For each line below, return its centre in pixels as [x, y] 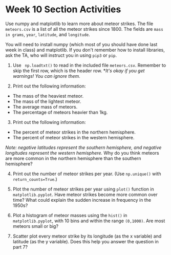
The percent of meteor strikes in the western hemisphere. [73, 137]
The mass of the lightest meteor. [47, 101]
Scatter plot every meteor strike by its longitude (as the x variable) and [87, 236]
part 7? [20, 247]
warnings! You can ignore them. [46, 76]
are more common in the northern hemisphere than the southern [73, 158]
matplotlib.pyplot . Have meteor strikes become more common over [85, 194]
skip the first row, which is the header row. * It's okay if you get [79, 71]
